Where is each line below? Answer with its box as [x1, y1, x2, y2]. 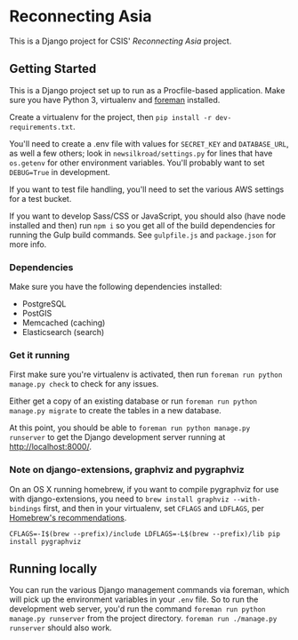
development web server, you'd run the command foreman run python [9, 604, 266, 614]
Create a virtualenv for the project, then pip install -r [9, 111, 212, 122]
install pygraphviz [9, 537, 82, 546]
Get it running [9, 348, 70, 361]
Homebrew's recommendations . [9, 512, 127, 523]
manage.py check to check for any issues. [9, 379, 159, 389]
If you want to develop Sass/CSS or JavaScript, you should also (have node [9, 211, 286, 221]
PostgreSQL [21, 299, 67, 309]
